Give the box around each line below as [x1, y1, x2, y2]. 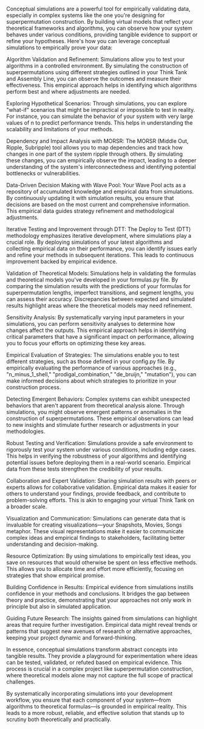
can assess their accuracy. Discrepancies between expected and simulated [6, 295, 195, 303]
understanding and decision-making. [6, 541, 99, 548]
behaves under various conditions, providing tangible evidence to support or [6, 31, 198, 38]
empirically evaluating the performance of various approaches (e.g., [6, 364, 177, 371]
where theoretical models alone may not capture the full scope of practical [6, 672, 193, 679]
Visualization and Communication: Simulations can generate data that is [6, 515, 186, 522]
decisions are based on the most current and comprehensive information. [6, 201, 190, 208]
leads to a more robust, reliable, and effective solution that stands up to [6, 710, 185, 716]
